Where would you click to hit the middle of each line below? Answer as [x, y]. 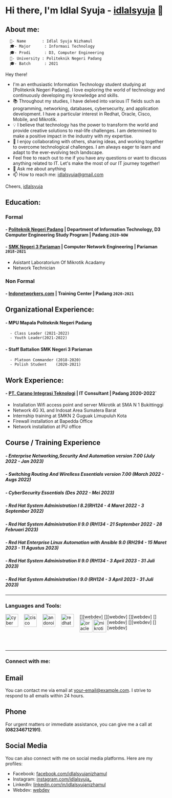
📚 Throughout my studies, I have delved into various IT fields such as [86, 101]
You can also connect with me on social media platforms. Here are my [79, 758]
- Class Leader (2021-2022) [40, 334]
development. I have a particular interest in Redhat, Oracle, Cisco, [82, 114]
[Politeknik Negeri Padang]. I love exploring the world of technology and [89, 90]
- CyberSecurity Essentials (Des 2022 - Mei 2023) [60, 493]
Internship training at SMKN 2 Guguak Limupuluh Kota [70, 416]
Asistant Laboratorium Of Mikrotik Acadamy [59, 262]
